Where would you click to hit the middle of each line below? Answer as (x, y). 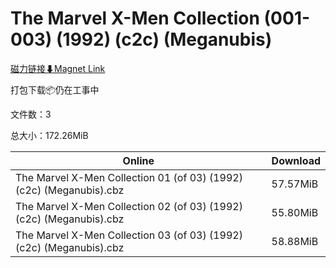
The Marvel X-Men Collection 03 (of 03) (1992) (129, 235)
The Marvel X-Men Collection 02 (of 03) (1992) (129, 206)
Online (138, 160)
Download (296, 160)
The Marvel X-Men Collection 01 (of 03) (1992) (129, 177)
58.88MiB (295, 241)
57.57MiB (295, 184)
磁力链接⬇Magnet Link (58, 68)
